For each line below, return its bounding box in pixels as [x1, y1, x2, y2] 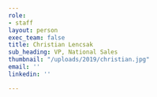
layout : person [8, 26, 58, 34]
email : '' [8, 63, 41, 71]
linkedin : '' [8, 70, 51, 78]
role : [8, 11, 26, 20]
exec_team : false [8, 33, 65, 42]
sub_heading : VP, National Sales [8, 48, 118, 56]
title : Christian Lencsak [8, 41, 93, 49]
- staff [8, 19, 34, 27]
